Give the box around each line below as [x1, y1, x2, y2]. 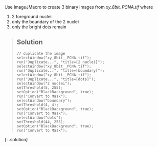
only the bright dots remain [11, 24, 67, 30]
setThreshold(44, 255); [16, 119, 66, 124]
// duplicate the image [16, 51, 66, 56]
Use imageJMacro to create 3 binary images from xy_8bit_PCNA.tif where [4, 4, 153, 10]
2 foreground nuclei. [11, 14, 53, 19]
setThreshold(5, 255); [16, 85, 63, 90]
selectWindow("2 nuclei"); [16, 81, 72, 86]
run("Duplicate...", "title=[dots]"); [16, 77, 96, 82]
